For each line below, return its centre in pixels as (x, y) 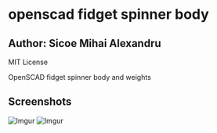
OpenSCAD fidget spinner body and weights (80, 77)
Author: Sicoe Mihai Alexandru (85, 43)
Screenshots (40, 102)
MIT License (28, 62)
